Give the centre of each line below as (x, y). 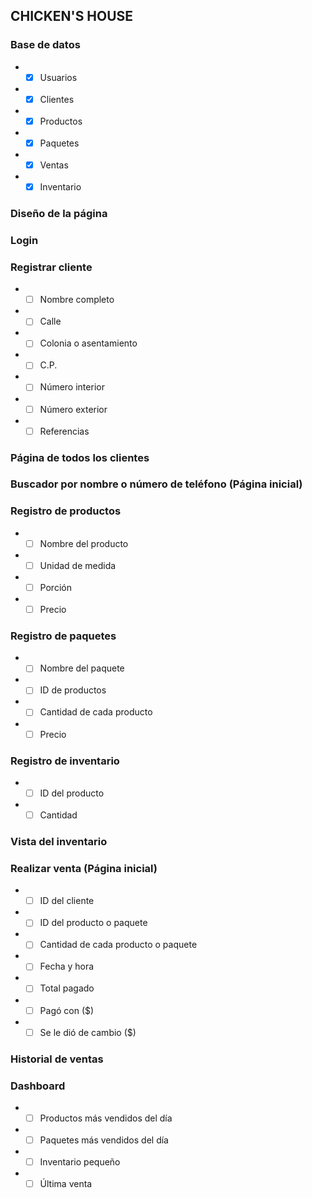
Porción (55, 587)
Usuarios (58, 77)
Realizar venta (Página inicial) (84, 868)
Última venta (66, 1184)
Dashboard (38, 1086)
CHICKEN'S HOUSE (72, 16)
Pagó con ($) (67, 1010)
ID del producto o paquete (93, 923)
